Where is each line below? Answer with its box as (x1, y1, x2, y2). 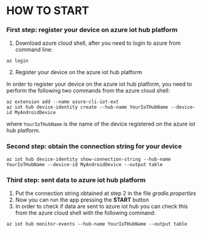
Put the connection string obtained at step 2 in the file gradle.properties (15, 189, 196, 197)
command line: (15, 46, 53, 53)
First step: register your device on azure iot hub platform (6, 26, 178, 34)
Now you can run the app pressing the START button (15, 196, 149, 204)
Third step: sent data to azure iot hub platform (6, 175, 146, 184)
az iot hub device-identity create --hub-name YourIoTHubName (6, 104, 168, 110)
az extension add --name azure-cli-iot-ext (6, 99, 119, 105)
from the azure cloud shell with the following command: (15, 209, 156, 216)
